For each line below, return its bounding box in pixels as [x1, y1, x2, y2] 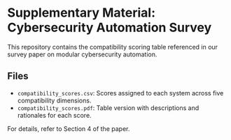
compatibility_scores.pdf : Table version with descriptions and [17, 103, 199, 112]
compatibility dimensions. [17, 96, 92, 104]
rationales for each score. [17, 111, 92, 119]
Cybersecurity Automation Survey [7, 20, 212, 36]
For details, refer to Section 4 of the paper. [7, 124, 130, 133]
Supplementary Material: [7, 5, 156, 21]
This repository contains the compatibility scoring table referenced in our [7, 42, 218, 51]
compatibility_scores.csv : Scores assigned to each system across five [17, 88, 224, 97]
